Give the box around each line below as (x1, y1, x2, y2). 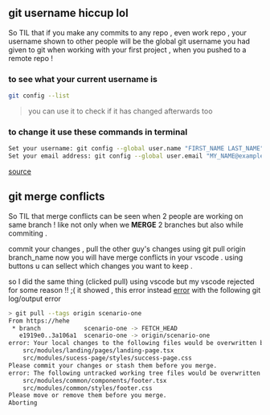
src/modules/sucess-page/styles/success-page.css (22, 354, 193, 363)
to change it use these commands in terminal (8, 126, 188, 138)
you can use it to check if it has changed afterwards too (27, 106, 213, 116)
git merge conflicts (8, 190, 105, 203)
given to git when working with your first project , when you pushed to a (8, 44, 247, 55)
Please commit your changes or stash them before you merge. (8, 361, 218, 369)
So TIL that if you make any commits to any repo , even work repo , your (8, 27, 247, 37)
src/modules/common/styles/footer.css (22, 384, 153, 392)
